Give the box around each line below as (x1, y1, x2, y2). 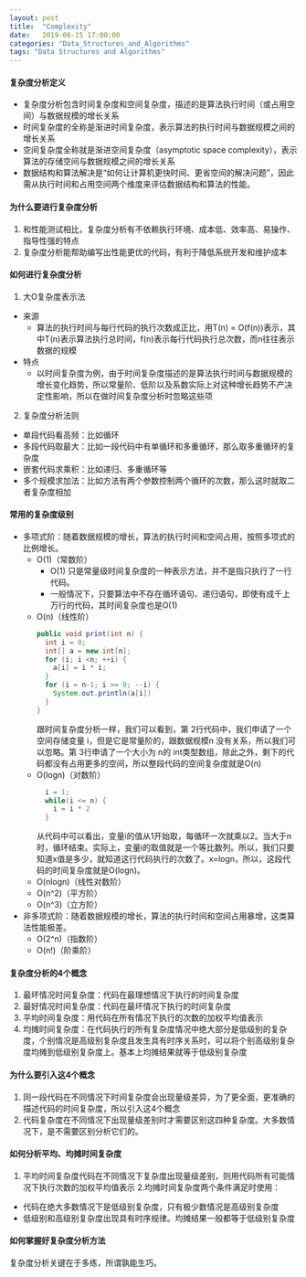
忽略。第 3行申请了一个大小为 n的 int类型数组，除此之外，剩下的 (44, 746, 287, 757)
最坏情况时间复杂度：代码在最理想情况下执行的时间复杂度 (22, 989, 239, 1001)
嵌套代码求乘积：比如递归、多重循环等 (22, 463, 167, 474)
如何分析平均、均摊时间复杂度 (9, 1148, 121, 1159)
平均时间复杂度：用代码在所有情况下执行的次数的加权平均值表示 (22, 1012, 263, 1024)
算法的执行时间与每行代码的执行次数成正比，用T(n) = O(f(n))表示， (36, 322, 288, 333)
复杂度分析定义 (9, 77, 66, 88)
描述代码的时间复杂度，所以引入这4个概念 (22, 1102, 181, 1113)
